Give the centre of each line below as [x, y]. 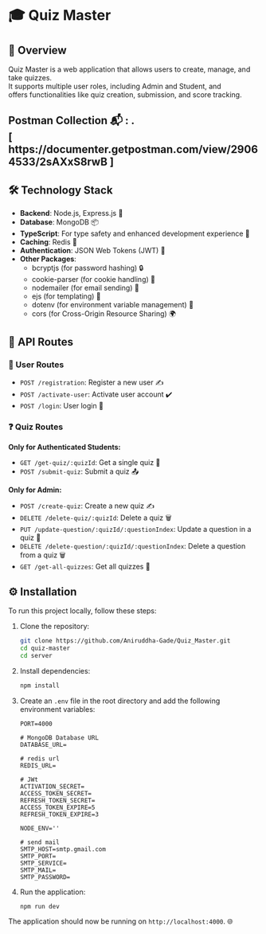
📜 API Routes [41, 342]
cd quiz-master [45, 648]
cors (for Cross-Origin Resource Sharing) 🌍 [104, 314]
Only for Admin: [35, 490]
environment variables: [57, 709]
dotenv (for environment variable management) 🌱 [112, 305]
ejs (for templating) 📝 [66, 296]
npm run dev [39, 906]
